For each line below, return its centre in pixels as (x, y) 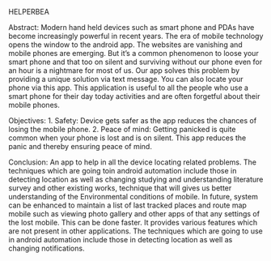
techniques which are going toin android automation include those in (123, 171)
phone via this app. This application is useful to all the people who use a (129, 88)
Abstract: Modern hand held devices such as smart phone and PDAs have (131, 27)
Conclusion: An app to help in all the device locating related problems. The (133, 162)
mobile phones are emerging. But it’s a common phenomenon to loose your (133, 53)
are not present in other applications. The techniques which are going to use (135, 231)
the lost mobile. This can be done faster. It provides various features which (133, 222)
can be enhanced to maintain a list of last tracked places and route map (127, 205)
